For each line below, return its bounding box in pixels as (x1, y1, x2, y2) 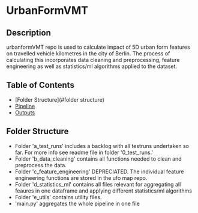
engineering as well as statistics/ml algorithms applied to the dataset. (6, 63, 178, 70)
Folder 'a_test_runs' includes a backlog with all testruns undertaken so (14, 142, 189, 149)
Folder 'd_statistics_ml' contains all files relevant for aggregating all (14, 181, 181, 188)
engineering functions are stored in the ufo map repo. (14, 174, 148, 181)
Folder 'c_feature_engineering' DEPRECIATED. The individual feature (14, 168, 184, 175)
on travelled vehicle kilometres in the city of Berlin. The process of (6, 50, 170, 57)
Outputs (14, 109, 35, 116)
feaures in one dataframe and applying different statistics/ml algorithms (14, 187, 192, 194)
